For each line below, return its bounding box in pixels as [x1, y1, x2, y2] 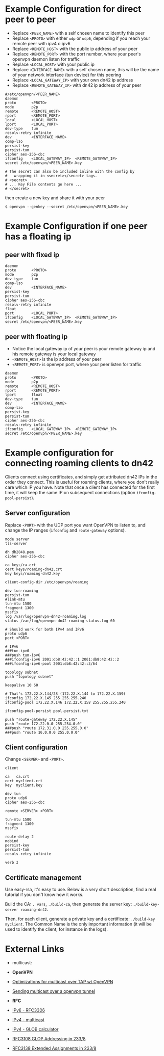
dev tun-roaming [5, 588, 38, 593]
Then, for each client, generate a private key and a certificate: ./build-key [5, 916, 155, 922]
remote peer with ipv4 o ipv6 [12, 40, 71, 46]
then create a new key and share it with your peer [5, 195, 105, 201]
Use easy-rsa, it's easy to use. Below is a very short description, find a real [5, 887, 156, 893]
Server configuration [5, 509, 70, 517]
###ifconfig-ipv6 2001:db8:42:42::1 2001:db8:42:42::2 [5, 657, 119, 662]
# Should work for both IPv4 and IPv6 [5, 627, 84, 632]
